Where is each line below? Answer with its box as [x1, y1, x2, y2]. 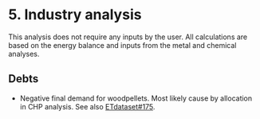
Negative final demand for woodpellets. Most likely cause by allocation [19, 93, 253, 103]
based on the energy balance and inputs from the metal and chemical [8, 40, 237, 50]
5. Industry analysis [8, 6, 142, 24]
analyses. [8, 49, 40, 58]
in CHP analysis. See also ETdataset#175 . [19, 101, 156, 111]
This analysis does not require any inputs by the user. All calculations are [8, 32, 248, 42]
